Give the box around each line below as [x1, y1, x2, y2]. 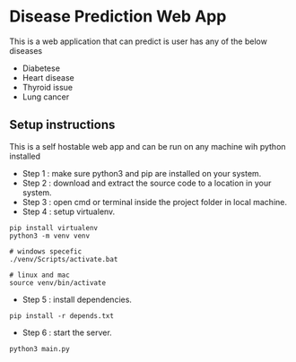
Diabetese [22, 63, 61, 73]
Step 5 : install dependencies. [22, 294, 133, 305]
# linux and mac [9, 271, 70, 280]
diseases [9, 45, 43, 56]
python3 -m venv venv [9, 231, 91, 240]
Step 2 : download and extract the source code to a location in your [22, 177, 272, 188]
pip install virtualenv [9, 223, 99, 232]
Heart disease [22, 72, 74, 82]
